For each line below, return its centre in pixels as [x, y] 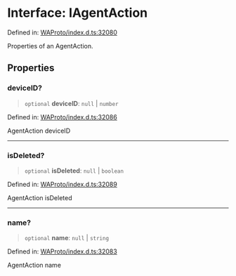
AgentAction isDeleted [40, 197]
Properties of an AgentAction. [50, 46]
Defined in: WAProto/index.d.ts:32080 [63, 32]
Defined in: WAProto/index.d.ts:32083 [62, 251]
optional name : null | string [67, 238]
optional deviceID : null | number [71, 103]
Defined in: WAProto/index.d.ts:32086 [62, 117]
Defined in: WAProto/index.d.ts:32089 [62, 184]
